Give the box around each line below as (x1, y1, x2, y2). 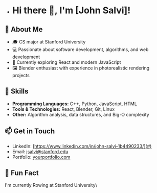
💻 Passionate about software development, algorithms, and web (12, 46, 149, 53)
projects (12, 73, 30, 78)
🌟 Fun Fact (5, 168, 39, 178)
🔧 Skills (5, 87, 29, 96)
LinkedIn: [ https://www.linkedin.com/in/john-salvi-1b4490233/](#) (12, 143, 152, 149)
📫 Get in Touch (5, 127, 55, 136)
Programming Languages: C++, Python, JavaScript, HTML (12, 101, 138, 107)
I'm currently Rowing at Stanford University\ (5, 182, 98, 188)
